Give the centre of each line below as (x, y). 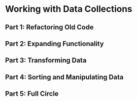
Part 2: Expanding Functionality (55, 43)
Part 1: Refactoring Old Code (49, 27)
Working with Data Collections (69, 9)
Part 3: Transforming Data (46, 61)
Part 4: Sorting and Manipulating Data (64, 77)
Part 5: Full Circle (32, 94)
